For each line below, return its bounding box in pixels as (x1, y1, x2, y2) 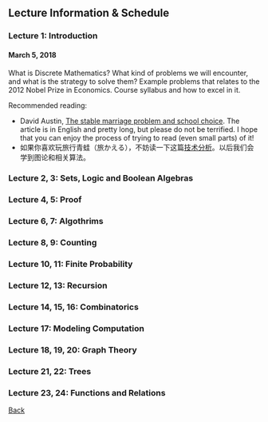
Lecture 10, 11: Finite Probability (8, 259, 133, 270)
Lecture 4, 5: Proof (8, 194, 82, 205)
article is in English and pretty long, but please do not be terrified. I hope (19, 124, 258, 134)
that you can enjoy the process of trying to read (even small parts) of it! (19, 133, 254, 142)
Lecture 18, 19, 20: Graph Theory (8, 344, 137, 355)
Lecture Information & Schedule (8, 6, 170, 20)
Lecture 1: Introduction (8, 30, 98, 42)
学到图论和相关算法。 (19, 152, 90, 162)
